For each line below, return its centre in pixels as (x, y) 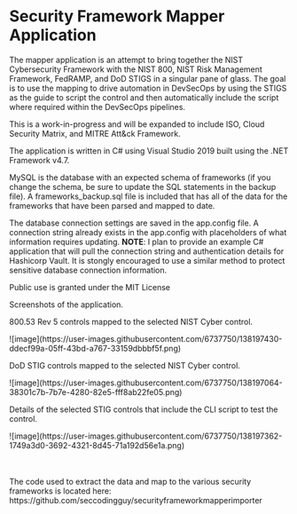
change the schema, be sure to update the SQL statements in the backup (143, 186)
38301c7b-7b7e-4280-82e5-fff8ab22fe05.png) (96, 391)
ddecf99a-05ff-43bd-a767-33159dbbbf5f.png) (95, 348)
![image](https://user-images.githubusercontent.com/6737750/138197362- (146, 436)
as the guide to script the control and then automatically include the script (144, 97)
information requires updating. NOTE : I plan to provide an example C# (137, 241)
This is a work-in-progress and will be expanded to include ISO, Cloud (137, 124)
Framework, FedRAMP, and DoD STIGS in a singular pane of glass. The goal (148, 78)
